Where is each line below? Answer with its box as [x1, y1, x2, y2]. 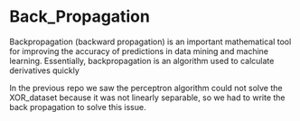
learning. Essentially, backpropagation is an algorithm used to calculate [9, 55, 275, 66]
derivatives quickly [9, 65, 80, 76]
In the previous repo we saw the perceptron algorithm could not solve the [9, 82, 283, 93]
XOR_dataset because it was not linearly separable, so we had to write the [9, 92, 286, 103]
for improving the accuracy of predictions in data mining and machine [9, 45, 269, 56]
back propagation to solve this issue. [9, 101, 146, 112]
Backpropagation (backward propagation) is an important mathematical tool [9, 36, 292, 47]
